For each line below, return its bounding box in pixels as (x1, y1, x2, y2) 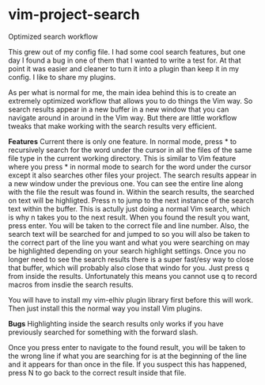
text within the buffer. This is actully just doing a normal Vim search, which (8, 204, 251, 213)
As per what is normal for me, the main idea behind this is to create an (8, 87, 237, 97)
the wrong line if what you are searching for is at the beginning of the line (8, 351, 248, 360)
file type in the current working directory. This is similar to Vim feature (8, 153, 237, 163)
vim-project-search (8, 6, 140, 24)
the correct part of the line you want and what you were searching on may (8, 238, 250, 247)
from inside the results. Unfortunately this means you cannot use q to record (8, 271, 257, 280)
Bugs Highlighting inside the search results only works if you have (8, 318, 224, 328)
